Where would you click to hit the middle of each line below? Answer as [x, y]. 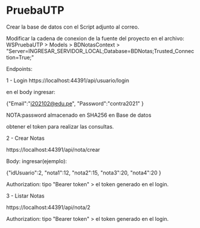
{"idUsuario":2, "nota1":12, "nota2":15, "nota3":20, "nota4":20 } [84, 173]
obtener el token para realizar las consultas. [60, 126]
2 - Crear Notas [25, 138]
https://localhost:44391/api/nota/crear [53, 149]
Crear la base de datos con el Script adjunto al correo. [73, 27]
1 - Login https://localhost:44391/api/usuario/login [68, 80]
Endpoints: [19, 68]
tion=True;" [20, 57]
